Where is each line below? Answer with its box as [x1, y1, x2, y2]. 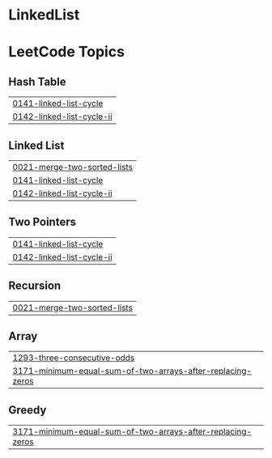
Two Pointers [8, 215, 77, 229]
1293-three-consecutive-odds [12, 352, 135, 363]
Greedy [8, 403, 47, 417]
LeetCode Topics [8, 43, 125, 61]
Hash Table [8, 74, 66, 88]
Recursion [8, 279, 62, 293]
